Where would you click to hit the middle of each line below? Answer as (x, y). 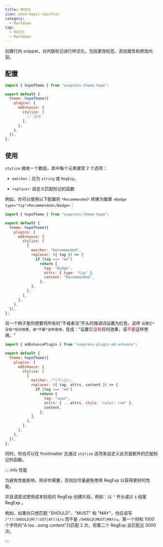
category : (15, 18)
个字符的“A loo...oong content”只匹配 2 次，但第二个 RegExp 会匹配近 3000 (81, 525)
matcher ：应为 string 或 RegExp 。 (45, 178)
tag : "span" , (57, 398)
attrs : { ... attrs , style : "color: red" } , (89, 403)
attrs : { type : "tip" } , (69, 273)
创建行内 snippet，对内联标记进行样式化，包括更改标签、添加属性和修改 (77, 51)
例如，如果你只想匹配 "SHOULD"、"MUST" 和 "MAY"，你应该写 (69, 513)
